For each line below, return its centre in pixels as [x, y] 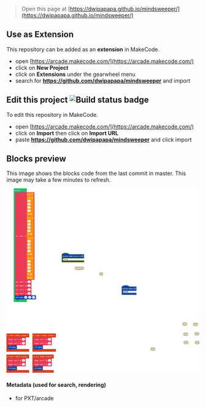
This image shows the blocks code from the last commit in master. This [96, 173]
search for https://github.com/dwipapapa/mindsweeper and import [103, 80]
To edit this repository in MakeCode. [52, 114]
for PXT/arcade [34, 398]
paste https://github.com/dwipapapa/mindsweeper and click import [103, 140]
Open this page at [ [46, 9]
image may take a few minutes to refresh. [59, 180]
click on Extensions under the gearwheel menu [75, 74]
